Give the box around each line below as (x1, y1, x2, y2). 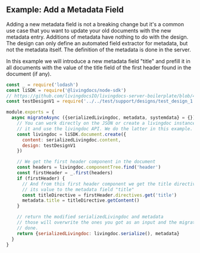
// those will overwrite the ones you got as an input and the (17, 220, 177, 226)
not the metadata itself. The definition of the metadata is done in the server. (6, 46, 192, 53)
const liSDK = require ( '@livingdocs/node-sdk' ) (6, 87, 127, 93)
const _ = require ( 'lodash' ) (6, 82, 79, 88)
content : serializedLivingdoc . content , (21, 137, 121, 143)
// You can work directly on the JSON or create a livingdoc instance (17, 121, 196, 126)
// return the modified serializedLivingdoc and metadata (17, 214, 164, 220)
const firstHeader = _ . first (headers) (17, 170, 113, 176)
